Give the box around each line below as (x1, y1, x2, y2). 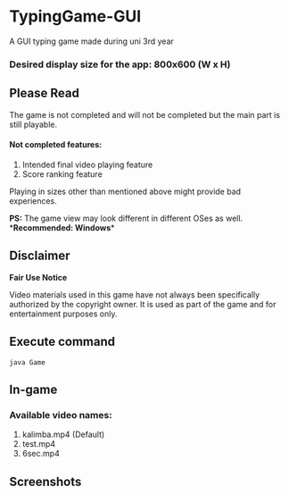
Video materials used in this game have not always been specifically (9, 289, 260, 300)
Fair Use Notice (9, 272, 68, 282)
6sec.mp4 (21, 449, 60, 459)
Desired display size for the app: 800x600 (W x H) (9, 58, 231, 71)
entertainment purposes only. (9, 308, 118, 319)
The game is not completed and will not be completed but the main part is (9, 109, 281, 120)
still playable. (9, 119, 58, 130)
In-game (9, 382, 58, 397)
